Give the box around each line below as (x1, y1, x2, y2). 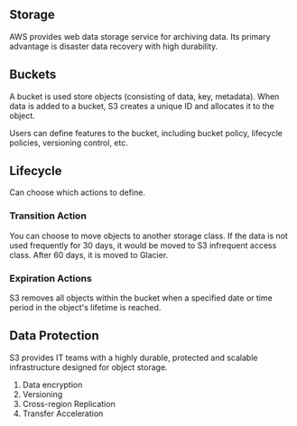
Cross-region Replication (22, 398, 116, 409)
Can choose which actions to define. (9, 187, 146, 198)
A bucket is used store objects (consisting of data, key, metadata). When (9, 90, 280, 102)
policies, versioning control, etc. (9, 137, 128, 148)
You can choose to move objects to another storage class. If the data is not (9, 230, 289, 241)
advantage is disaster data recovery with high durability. (9, 41, 218, 51)
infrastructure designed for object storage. (9, 361, 169, 373)
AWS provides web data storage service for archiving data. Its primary (9, 31, 271, 42)
